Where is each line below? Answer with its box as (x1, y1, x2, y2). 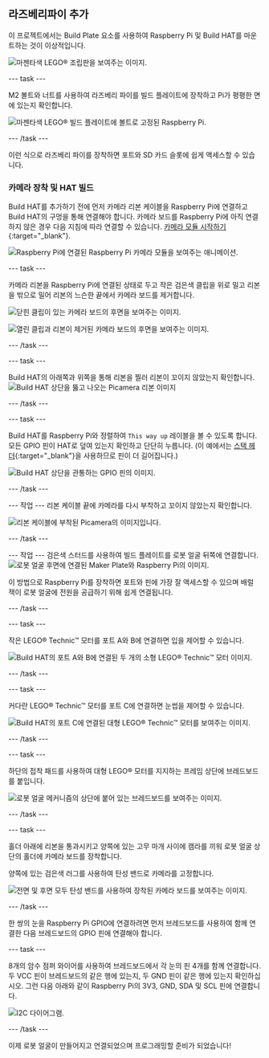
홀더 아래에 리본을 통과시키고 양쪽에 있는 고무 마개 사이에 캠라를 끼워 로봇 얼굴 (8, 842, 253, 852)
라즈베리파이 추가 (8, 7, 89, 22)
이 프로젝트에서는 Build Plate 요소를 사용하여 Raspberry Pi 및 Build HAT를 (8, 31, 243, 40)
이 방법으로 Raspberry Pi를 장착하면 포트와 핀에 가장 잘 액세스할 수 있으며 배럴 (8, 578, 255, 587)
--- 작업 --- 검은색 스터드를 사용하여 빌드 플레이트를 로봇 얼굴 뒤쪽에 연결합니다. (8, 550, 259, 560)
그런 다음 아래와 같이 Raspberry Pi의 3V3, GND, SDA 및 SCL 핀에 (25, 981, 233, 991)
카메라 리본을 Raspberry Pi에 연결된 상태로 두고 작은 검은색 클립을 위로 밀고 (8, 280, 246, 290)
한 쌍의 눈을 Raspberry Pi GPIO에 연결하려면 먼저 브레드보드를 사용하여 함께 (8, 918, 247, 928)
